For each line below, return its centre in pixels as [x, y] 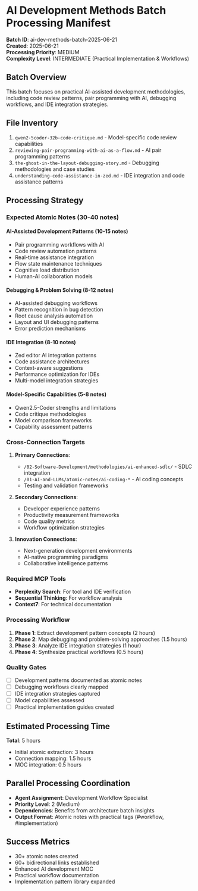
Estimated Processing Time [58, 726]
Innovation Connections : [46, 539]
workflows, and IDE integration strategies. [57, 104]
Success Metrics [38, 842]
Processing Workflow [38, 620]
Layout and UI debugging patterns [57, 322]
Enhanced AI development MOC [54, 869]
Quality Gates [26, 667]
